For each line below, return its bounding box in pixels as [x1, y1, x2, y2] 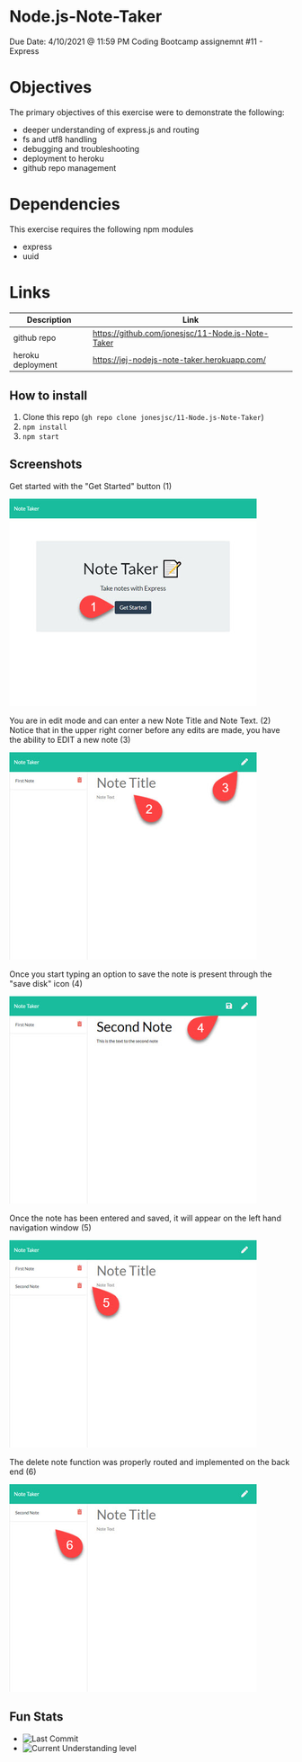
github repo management [22, 162, 117, 173]
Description [26, 315, 72, 326]
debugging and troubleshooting [22, 143, 140, 154]
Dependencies [9, 194, 120, 215]
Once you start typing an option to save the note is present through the [9, 969, 272, 979]
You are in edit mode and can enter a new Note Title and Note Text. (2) [9, 715, 271, 726]
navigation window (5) [9, 1221, 92, 1233]
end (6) [9, 1466, 37, 1477]
